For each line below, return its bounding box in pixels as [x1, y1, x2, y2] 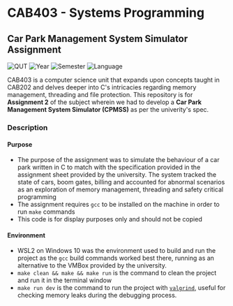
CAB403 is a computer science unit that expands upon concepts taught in [7, 75, 220, 84]
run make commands [17, 207, 75, 216]
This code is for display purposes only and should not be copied [17, 215, 202, 224]
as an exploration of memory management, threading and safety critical [17, 185, 224, 194]
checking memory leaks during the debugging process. [17, 291, 177, 300]
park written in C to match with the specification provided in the [17, 163, 201, 172]
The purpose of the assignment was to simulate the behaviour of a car [17, 156, 220, 164]
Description [7, 122, 48, 132]
